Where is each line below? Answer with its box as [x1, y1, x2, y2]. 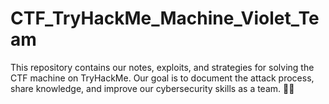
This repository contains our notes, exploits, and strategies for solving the [10, 61, 315, 73]
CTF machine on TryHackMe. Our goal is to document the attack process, [10, 72, 315, 84]
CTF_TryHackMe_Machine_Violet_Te [10, 7, 320, 30]
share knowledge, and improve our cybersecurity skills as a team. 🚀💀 [10, 82, 295, 94]
